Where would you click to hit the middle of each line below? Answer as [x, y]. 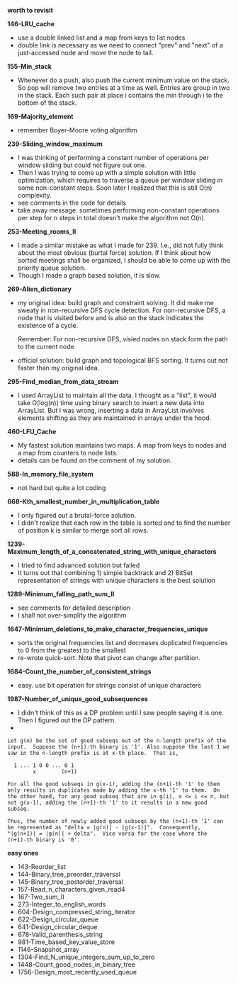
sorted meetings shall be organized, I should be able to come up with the [124, 260]
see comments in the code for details [72, 203]
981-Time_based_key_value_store [66, 942]
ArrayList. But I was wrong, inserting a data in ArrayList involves [111, 410]
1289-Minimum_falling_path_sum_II [61, 594]
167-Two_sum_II [41, 897]
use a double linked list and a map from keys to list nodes [101, 38]
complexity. [34, 195]
